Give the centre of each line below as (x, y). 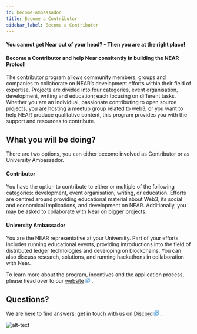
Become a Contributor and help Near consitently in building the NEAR (93, 58)
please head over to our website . (50, 281)
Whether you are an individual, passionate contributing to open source (91, 102)
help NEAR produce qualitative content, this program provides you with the (97, 115)
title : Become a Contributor (42, 19)
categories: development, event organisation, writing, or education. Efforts (96, 193)
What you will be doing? (51, 139)
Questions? (28, 300)
